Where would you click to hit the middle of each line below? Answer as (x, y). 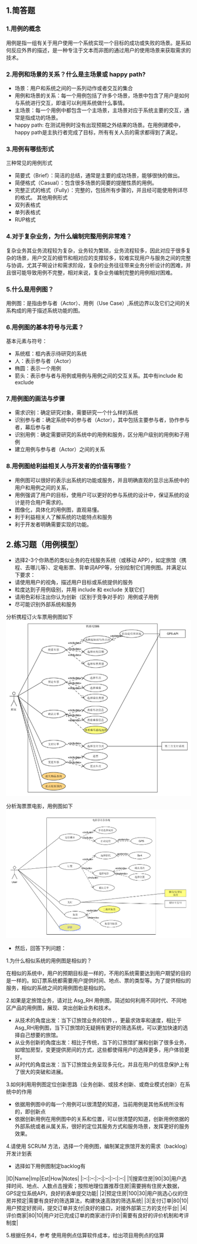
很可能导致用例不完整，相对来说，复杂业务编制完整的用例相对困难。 (93, 272)
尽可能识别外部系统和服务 (45, 604)
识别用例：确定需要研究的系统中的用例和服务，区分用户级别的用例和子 (99, 435)
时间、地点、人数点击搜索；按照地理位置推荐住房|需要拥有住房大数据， (97, 1186)
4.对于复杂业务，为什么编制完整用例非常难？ (69, 236)
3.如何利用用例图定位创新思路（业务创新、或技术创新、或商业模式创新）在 (96, 1084)
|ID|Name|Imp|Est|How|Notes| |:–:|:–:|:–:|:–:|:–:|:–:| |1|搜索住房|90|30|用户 (94, 1178)
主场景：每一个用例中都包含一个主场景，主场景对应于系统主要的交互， (99, 110)
